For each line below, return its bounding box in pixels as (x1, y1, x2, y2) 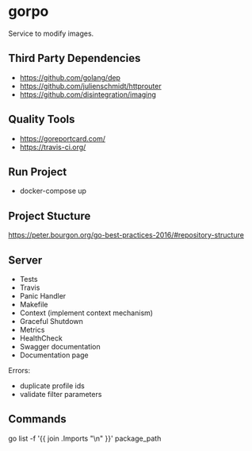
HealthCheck (19, 333, 63, 343)
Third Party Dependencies (8, 52, 141, 65)
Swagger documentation (19, 342, 101, 351)
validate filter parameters (19, 390, 102, 399)
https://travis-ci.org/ (19, 142, 86, 152)
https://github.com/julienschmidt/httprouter (19, 81, 162, 91)
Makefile (19, 300, 48, 309)
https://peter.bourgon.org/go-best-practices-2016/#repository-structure (8, 230, 244, 240)
